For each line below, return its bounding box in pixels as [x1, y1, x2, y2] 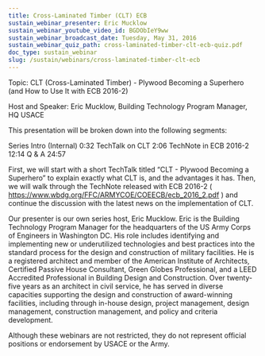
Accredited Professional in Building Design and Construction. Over [8, 273, 226, 282]
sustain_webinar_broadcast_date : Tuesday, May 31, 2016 [8, 33, 197, 42]
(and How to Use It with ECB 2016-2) [8, 86, 129, 95]
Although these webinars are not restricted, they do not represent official [8, 331, 247, 340]
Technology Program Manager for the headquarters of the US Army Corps [8, 222, 252, 231]
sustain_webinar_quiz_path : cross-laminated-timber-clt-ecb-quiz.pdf [8, 41, 244, 49]
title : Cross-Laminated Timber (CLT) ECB [8, 11, 148, 20]
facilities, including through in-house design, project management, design [8, 298, 250, 308]
